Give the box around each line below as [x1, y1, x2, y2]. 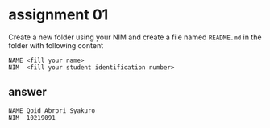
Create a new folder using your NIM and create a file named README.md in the [8, 32, 262, 42]
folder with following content [8, 40, 103, 50]
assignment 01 [8, 6, 109, 24]
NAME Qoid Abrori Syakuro [8, 106, 95, 114]
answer [8, 85, 47, 99]
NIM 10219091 [8, 114, 56, 122]
